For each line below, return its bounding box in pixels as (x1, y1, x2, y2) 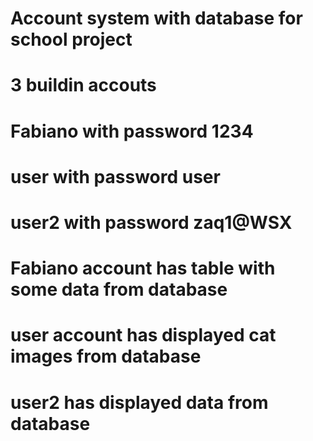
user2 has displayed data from (10, 391, 269, 414)
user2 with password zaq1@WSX (10, 211, 293, 234)
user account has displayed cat (10, 324, 277, 347)
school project (10, 28, 133, 51)
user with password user (10, 165, 221, 188)
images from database (10, 345, 202, 368)
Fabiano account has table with (10, 257, 276, 280)
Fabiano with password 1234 (10, 120, 254, 142)
